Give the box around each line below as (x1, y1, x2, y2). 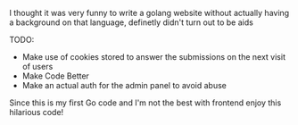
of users (21, 62, 54, 71)
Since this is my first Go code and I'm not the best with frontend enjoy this (9, 97, 282, 108)
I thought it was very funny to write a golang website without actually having (9, 8, 290, 18)
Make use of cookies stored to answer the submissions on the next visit (21, 52, 286, 62)
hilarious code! (9, 107, 64, 117)
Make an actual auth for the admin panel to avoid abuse (21, 80, 228, 90)
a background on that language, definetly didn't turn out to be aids (9, 17, 254, 28)
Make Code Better (21, 71, 89, 81)
